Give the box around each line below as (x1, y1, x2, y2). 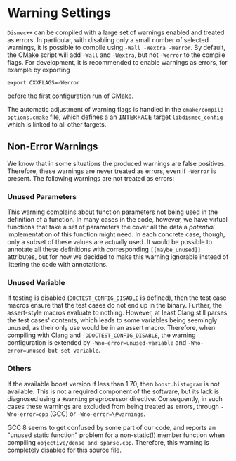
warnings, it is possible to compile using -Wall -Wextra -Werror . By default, (7, 43, 226, 51)
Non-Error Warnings (7, 141, 98, 153)
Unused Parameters (7, 191, 77, 201)
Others (7, 364, 32, 374)
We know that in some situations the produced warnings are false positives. (7, 159, 226, 168)
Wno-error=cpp (7, 410, 49, 418)
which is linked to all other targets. (7, 120, 107, 128)
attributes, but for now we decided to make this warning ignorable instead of (7, 253, 229, 261)
